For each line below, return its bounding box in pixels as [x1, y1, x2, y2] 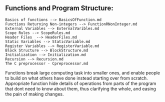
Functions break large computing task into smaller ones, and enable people [5, 69, 160, 75]
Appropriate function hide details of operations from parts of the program [5, 80, 156, 86]
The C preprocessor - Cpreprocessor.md [5, 61, 88, 66]
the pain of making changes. [5, 91, 64, 97]
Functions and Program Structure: [5, 4, 113, 12]
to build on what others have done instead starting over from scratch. [5, 75, 148, 81]
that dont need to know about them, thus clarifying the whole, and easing [5, 85, 156, 91]
